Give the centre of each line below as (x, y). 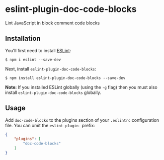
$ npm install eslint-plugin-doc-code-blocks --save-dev (65, 78)
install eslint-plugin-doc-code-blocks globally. (53, 92)
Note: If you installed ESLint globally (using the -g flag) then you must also (81, 87)
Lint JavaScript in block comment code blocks (53, 23)
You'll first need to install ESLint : (38, 50)
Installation (23, 39)
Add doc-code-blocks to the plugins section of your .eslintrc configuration (82, 120)
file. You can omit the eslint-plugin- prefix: (50, 125)
